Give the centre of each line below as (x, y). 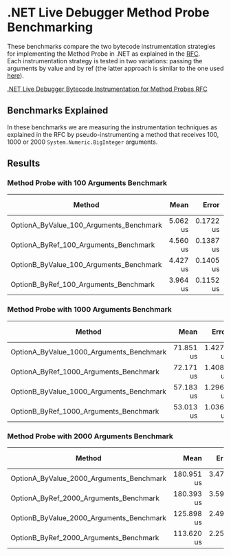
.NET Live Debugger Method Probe (108, 13)
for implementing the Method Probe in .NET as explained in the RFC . (104, 54)
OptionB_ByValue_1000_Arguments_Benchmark (89, 392)
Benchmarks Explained (58, 110)
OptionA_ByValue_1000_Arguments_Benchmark (89, 352)
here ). (15, 75)
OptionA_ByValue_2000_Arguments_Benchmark (89, 478)
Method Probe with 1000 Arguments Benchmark (89, 310)
